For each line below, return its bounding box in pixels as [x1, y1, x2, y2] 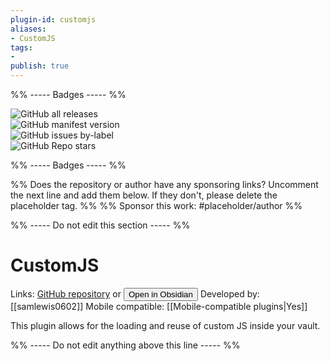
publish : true [10, 61, 70, 71]
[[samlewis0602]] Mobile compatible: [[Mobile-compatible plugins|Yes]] [10, 300, 308, 312]
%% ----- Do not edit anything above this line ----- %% [10, 339, 241, 351]
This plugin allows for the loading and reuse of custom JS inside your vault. [10, 319, 321, 331]
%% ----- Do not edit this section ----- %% [10, 219, 191, 231]
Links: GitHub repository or [10, 287, 122, 300]
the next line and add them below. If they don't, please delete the [10, 189, 278, 201]
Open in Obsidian [128, 289, 193, 300]
